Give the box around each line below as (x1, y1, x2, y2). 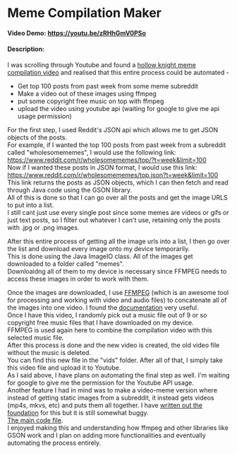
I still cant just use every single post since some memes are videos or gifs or (7, 208, 229, 216)
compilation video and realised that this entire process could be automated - (7, 68, 229, 76)
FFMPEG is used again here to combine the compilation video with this (7, 325, 213, 334)
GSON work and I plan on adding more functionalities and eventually (7, 431, 206, 439)
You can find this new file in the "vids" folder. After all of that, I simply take (7, 356, 224, 364)
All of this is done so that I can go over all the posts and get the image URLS (7, 193, 228, 202)
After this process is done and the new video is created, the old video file (7, 341, 220, 349)
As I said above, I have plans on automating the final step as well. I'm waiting (7, 371, 230, 379)
